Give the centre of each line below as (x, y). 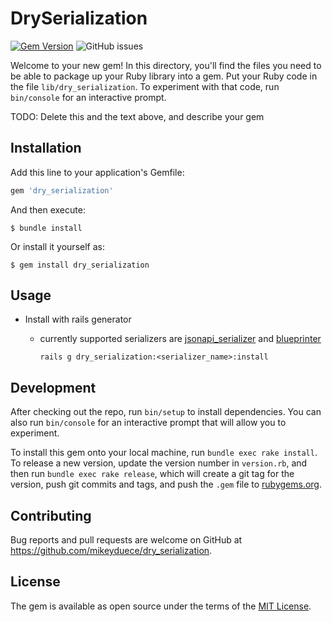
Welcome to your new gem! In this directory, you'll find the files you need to (166, 65)
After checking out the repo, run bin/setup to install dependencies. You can (166, 412)
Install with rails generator (78, 319)
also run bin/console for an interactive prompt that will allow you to (148, 423)
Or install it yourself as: (57, 246)
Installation (46, 148)
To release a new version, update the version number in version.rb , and (159, 463)
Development (53, 387)
